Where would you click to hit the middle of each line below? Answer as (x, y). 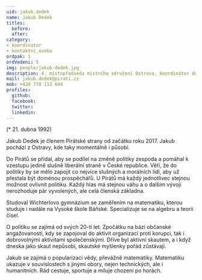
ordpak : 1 (19, 56)
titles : (16, 23)
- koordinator (24, 46)
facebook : (24, 101)
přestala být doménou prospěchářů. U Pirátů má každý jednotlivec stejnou (98, 178)
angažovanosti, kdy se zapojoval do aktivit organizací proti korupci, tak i (95, 233)
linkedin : (24, 112)
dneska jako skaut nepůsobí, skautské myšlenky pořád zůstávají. (86, 246)
